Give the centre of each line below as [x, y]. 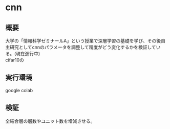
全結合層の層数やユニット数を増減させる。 [50, 121]
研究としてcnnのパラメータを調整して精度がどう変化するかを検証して [83, 47]
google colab [19, 90]
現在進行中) [28, 53]
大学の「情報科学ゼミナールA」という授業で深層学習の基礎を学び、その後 [83, 41]
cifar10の [15, 60]
